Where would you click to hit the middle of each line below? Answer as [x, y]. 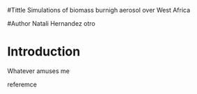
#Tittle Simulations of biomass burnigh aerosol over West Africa [99, 10]
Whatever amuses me [38, 71]
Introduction [44, 52]
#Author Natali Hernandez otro [51, 23]
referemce [22, 84]
